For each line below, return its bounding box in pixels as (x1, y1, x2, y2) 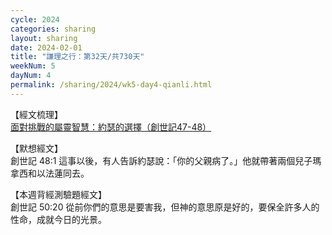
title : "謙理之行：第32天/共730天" (10, 52, 145, 62)
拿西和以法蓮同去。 (10, 167, 90, 179)
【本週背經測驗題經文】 (10, 188, 107, 200)
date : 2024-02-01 (10, 42, 83, 53)
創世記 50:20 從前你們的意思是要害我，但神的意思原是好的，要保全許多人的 (10, 201, 320, 213)
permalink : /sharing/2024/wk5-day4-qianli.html (10, 80, 213, 90)
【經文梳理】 (10, 108, 63, 120)
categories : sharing (10, 24, 97, 34)
